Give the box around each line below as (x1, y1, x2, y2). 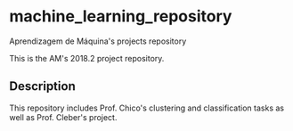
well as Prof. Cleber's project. (9, 111, 118, 122)
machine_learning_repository (9, 6, 232, 27)
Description (9, 78, 76, 94)
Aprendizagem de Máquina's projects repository (9, 36, 187, 46)
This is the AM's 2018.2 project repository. (9, 53, 165, 63)
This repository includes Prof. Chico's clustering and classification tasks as (9, 102, 285, 113)
